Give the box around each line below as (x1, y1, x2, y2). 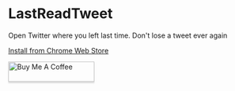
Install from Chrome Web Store (8, 45, 109, 55)
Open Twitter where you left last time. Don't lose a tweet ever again (8, 31, 228, 40)
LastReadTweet (8, 5, 113, 23)
